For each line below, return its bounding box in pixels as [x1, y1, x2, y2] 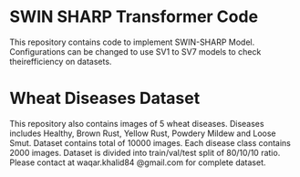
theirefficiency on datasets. [9, 56, 112, 67]
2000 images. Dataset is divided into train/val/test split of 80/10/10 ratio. [9, 147, 281, 158]
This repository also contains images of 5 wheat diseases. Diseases [9, 118, 264, 129]
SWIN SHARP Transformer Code [9, 6, 258, 27]
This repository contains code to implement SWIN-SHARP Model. [9, 36, 255, 47]
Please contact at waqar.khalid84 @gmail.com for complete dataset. [9, 157, 266, 168]
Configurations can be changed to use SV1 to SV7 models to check [9, 46, 262, 57]
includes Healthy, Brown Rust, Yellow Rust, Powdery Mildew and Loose [9, 128, 276, 139]
